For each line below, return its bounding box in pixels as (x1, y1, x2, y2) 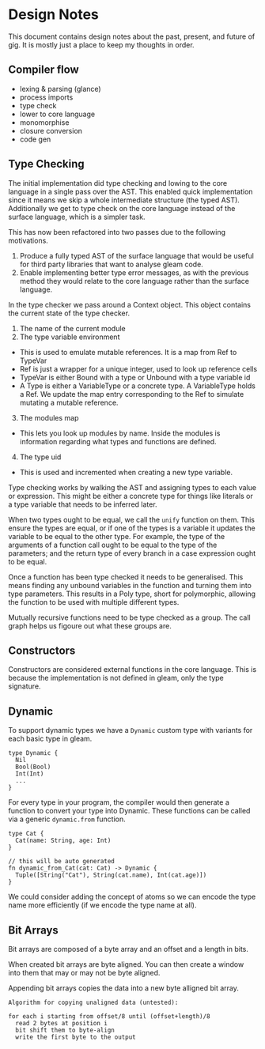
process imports (19, 92, 74, 102)
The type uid (19, 452, 62, 462)
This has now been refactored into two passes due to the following (8, 227, 226, 236)
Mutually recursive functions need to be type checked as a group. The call (8, 613, 251, 622)
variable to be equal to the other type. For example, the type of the (8, 531, 225, 541)
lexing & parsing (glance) (19, 84, 101, 93)
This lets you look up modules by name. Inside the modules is (19, 428, 221, 438)
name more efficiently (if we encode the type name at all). (8, 900, 197, 910)
